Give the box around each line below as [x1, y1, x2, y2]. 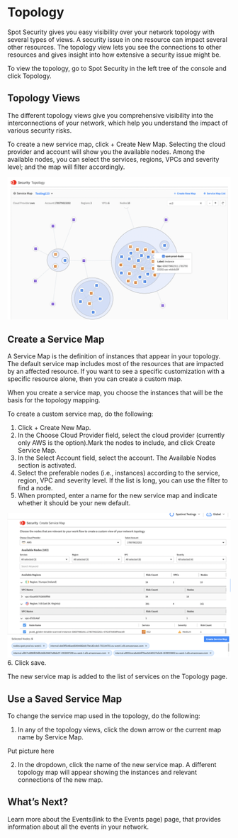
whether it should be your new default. [17, 499, 131, 507]
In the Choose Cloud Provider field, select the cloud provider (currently [17, 431, 225, 440]
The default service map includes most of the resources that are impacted [7, 360, 225, 368]
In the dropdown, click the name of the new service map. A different [17, 761, 217, 769]
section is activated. [17, 461, 76, 470]
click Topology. [7, 72, 52, 80]
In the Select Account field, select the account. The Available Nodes [17, 453, 217, 462]
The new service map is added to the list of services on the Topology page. [7, 672, 228, 681]
